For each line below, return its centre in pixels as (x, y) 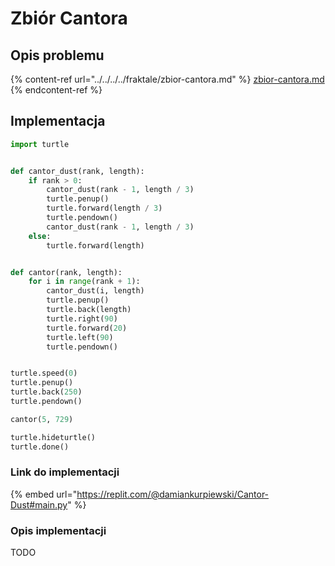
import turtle (40, 144)
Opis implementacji (58, 530)
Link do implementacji (65, 472)
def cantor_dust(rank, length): (77, 171)
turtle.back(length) (89, 310)
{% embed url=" (44, 494)
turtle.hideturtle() (53, 437)
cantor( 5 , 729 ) (42, 419)
